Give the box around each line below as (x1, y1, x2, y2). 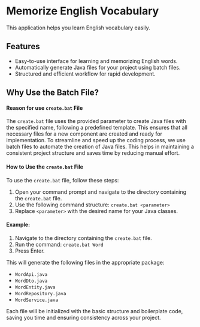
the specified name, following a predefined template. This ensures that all (6, 124, 187, 131)
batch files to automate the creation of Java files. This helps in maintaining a (6, 143, 195, 151)
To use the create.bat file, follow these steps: (6, 176, 119, 184)
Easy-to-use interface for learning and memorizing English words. (14, 57, 178, 64)
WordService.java (14, 297, 59, 303)
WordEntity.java (14, 284, 56, 290)
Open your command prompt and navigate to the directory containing (14, 188, 187, 196)
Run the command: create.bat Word (14, 241, 104, 248)
